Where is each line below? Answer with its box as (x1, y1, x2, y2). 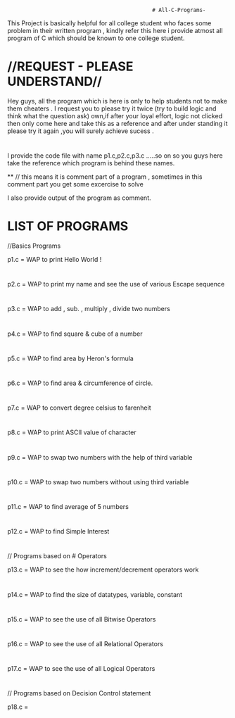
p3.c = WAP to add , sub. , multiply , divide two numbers (7, 305, 170, 313)
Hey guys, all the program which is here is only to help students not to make (7, 96, 227, 105)
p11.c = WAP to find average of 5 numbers (7, 502, 129, 510)
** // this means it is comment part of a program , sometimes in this (7, 172, 203, 181)
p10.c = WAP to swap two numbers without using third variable (7, 477, 189, 486)
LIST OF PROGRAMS (7, 218, 129, 234)
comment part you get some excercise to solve (7, 180, 144, 189)
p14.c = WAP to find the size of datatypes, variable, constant (7, 590, 183, 598)
